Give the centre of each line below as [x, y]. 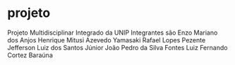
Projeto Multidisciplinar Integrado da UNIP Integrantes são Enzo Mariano [113, 32]
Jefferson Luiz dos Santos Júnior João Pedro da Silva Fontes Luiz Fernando [117, 47]
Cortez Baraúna [30, 55]
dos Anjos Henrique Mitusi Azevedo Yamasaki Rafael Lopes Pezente [107, 40]
